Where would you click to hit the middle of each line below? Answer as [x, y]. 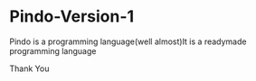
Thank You [29, 68]
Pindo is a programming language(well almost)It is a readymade [128, 41]
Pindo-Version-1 [72, 17]
